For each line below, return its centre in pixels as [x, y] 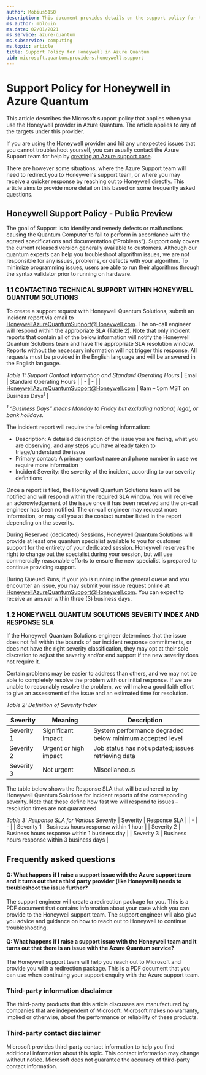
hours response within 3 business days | [57, 840]
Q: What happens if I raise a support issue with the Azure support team [99, 875]
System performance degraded [139, 730]
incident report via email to [40, 318]
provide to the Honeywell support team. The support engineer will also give [101, 914]
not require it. [23, 662]
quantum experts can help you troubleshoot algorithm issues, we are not [98, 254]
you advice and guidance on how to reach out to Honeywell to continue [97, 921]
